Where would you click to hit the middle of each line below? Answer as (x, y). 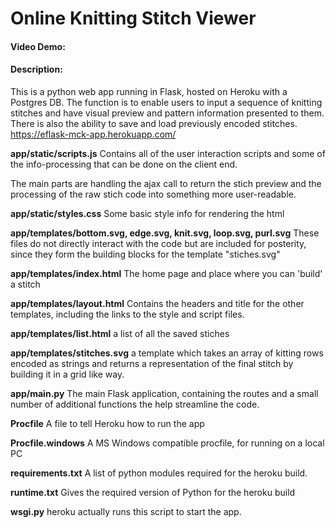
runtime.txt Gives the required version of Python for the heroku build (153, 492)
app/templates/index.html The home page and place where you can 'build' (166, 273)
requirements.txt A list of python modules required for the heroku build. (159, 473)
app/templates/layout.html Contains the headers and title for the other (157, 303)
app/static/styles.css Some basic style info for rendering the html (147, 213)
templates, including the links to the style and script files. (127, 314)
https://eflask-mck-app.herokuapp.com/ (93, 134)
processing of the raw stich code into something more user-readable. (153, 194)
